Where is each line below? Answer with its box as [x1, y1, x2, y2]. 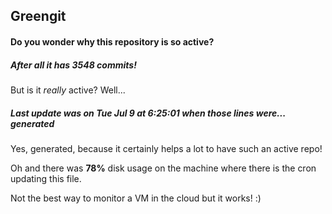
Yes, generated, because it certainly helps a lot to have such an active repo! [10, 142, 323, 154]
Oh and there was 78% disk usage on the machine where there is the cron [10, 162, 317, 174]
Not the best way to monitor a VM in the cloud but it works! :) [10, 192, 262, 204]
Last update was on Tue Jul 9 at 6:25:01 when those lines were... [10, 107, 286, 119]
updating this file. [10, 172, 82, 184]
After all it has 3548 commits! [10, 59, 137, 71]
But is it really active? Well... [10, 84, 126, 96]
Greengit [10, 8, 67, 25]
